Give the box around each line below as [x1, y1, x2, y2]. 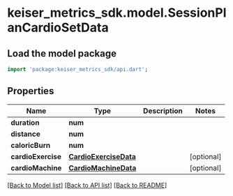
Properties [7, 85, 54, 97]
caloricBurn [10, 140, 51, 150]
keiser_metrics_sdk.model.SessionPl [7, 5, 227, 21]
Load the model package [7, 47, 117, 59]
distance [10, 129, 40, 139]
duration [10, 117, 40, 127]
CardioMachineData [68, 163, 137, 172]
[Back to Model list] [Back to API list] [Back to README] [7, 181, 167, 189]
